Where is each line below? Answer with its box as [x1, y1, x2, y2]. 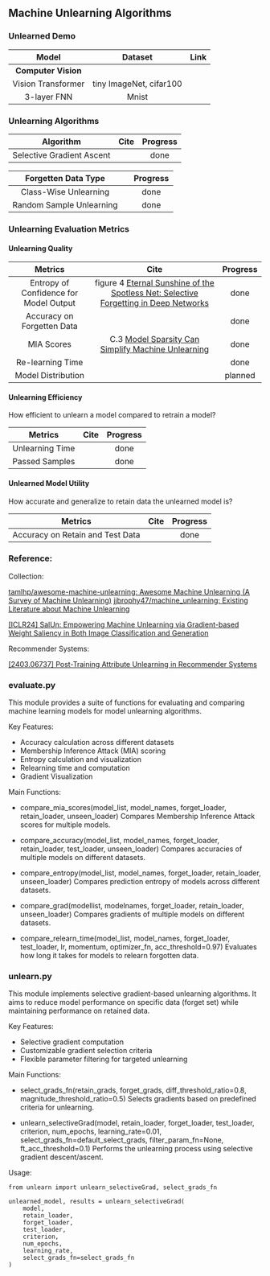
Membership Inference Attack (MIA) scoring [19, 746, 166, 755]
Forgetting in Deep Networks [100, 298, 209, 309]
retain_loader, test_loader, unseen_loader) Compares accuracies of [19, 844, 243, 854]
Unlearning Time [12, 442, 76, 454]
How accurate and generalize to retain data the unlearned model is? [8, 496, 233, 506]
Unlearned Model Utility [8, 478, 90, 488]
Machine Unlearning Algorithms [8, 6, 172, 20]
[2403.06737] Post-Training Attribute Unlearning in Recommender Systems [8, 659, 258, 669]
